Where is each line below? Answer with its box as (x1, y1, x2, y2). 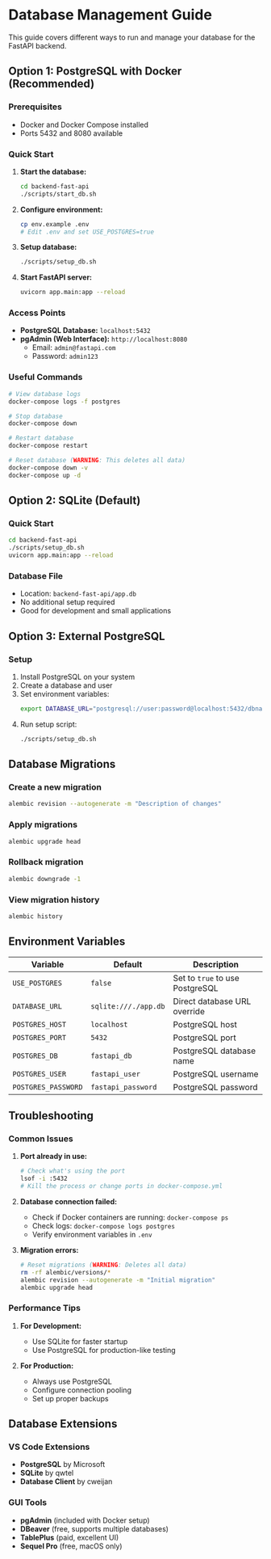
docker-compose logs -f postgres (8, 398, 121, 406)
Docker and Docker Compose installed (19, 120, 149, 129)
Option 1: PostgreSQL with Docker (8, 65, 182, 78)
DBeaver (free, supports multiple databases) (19, 1523, 169, 1533)
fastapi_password (90, 1082, 157, 1092)
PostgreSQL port (173, 1032, 236, 1043)
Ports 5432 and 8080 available (19, 128, 123, 138)
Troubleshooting (8, 1109, 94, 1123)
